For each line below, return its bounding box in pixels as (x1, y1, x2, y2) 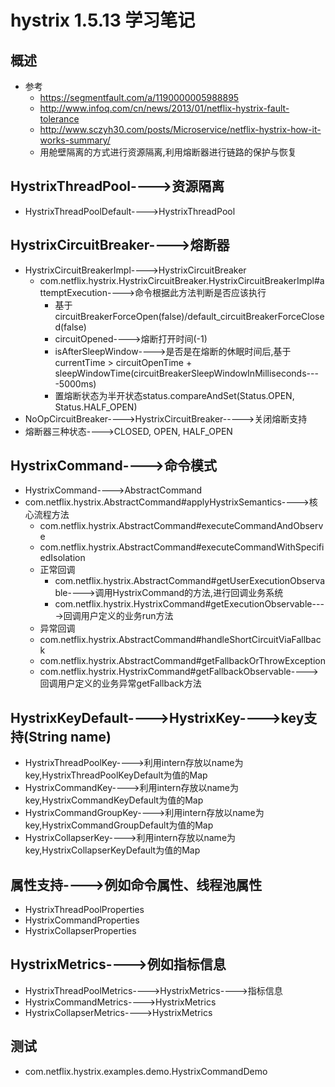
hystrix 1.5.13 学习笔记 (10, 9, 196, 32)
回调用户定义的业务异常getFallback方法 (39, 677, 202, 690)
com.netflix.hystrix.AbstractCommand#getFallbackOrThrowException (39, 655, 327, 667)
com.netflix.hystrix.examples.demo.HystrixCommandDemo (24, 1065, 268, 1077)
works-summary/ (39, 134, 111, 146)
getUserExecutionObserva (216, 575, 325, 587)
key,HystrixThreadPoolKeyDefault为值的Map (24, 769, 208, 781)
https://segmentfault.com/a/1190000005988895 (39, 92, 240, 103)
